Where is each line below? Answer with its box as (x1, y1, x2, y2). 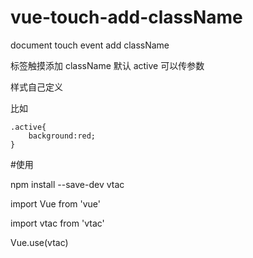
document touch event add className (10, 39, 170, 51)
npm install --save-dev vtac (10, 178, 125, 190)
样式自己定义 (10, 81, 63, 93)
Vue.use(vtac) (10, 236, 69, 248)
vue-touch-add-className (10, 6, 243, 29)
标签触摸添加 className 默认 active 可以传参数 (10, 59, 205, 71)
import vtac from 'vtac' (10, 217, 105, 229)
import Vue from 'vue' (10, 197, 101, 210)
